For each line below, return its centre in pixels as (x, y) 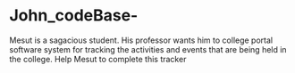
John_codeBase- (74, 16)
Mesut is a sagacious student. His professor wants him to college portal (141, 40)
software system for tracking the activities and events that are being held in (148, 49)
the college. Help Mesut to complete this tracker (98, 59)
